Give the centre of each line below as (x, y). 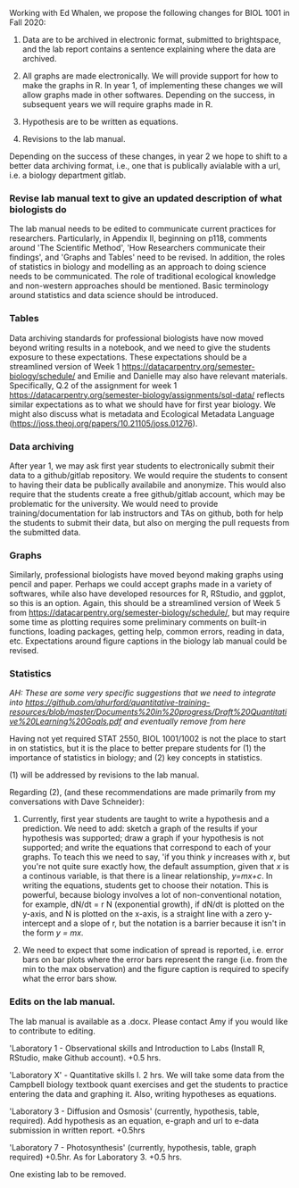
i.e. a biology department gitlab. (68, 175)
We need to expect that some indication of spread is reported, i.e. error (153, 951)
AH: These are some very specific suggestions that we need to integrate (143, 693)
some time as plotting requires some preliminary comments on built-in (138, 622)
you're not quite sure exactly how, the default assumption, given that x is (156, 867)
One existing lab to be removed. (68, 1174)
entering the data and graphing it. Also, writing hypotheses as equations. (143, 1093)
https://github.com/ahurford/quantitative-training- (118, 702)
